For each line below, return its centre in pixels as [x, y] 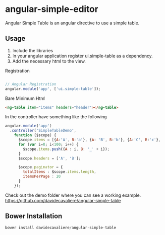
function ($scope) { [35, 135]
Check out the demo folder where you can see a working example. [73, 195]
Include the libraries [32, 50]
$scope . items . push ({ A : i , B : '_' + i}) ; [66, 149]
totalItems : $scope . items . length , [60, 172]
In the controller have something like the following [56, 117]
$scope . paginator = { [41, 167]
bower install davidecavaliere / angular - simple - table [61, 228]
